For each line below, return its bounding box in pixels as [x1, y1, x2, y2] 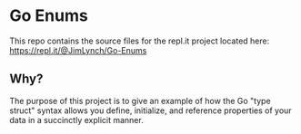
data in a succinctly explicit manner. [9, 114, 144, 125]
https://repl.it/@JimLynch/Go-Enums [9, 44, 147, 55]
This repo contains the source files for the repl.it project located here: [9, 35, 270, 46]
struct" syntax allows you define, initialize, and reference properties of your [9, 105, 293, 116]
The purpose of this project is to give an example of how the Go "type [9, 95, 271, 106]
